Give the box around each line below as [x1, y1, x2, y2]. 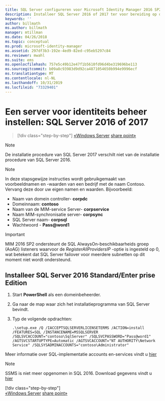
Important [5, 231, 25, 237]
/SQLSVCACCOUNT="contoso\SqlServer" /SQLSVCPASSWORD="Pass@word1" [12, 334, 151, 339]
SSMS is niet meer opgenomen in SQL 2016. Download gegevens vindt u [5, 371, 152, 376]
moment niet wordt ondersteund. [5, 257, 72, 263]
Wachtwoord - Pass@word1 [12, 222, 70, 228]
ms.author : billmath [5, 26, 48, 30]
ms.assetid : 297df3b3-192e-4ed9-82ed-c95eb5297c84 [5, 48, 111, 53]
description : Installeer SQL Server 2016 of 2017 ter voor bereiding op [5, 12, 157, 17]
